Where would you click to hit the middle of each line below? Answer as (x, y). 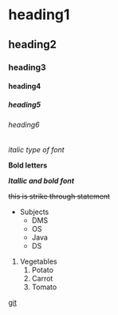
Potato (43, 269)
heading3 (27, 67)
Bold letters (28, 165)
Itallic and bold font (41, 180)
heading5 (25, 104)
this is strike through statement (59, 196)
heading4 (25, 87)
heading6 (24, 125)
